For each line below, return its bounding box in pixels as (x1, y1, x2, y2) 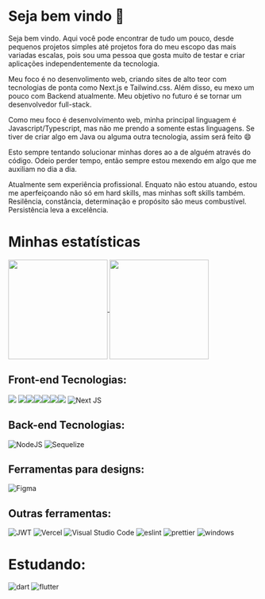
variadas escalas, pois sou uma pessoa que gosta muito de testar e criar (8, 50, 245, 60)
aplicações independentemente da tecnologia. (8, 59, 160, 68)
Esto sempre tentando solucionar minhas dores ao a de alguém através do (8, 147, 252, 157)
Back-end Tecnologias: (8, 418, 125, 432)
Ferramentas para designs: (8, 462, 145, 476)
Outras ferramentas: (8, 507, 112, 520)
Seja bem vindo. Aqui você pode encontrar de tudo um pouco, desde (8, 33, 234, 43)
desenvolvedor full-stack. (8, 99, 93, 109)
